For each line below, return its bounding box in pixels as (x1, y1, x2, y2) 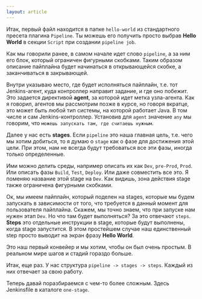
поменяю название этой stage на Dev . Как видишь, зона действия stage (6, 175, 191, 182)
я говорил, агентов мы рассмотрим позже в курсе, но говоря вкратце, (6, 100, 189, 108)
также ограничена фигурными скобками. (6, 181, 113, 188)
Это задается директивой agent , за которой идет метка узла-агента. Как (6, 94, 195, 101)
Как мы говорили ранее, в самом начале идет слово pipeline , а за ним (6, 50, 191, 57)
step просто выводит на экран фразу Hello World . (6, 231, 134, 239)
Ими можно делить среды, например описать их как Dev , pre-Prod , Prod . (6, 162, 193, 169)
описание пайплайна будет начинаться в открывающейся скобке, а (6, 63, 181, 70)
